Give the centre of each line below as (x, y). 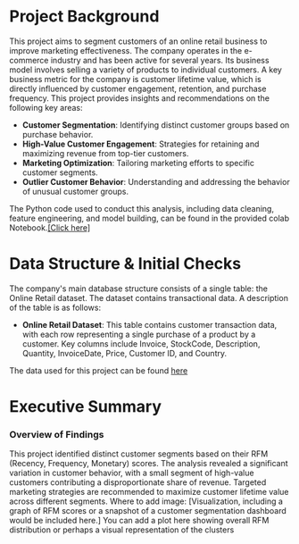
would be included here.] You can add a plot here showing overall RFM (139, 521)
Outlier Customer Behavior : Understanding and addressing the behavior (156, 181)
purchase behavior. (58, 134)
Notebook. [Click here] (50, 227)
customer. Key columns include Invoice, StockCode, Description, (141, 343)
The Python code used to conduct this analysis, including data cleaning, (142, 208)
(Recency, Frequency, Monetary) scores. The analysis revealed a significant (149, 464)
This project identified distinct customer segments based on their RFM (139, 454)
